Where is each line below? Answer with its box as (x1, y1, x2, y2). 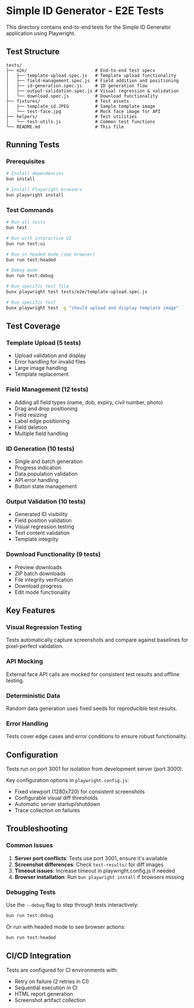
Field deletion (14, 423, 48, 430)
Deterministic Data (6, 691, 60, 700)
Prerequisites (6, 157, 45, 165)
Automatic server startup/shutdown (14, 800, 101, 807)
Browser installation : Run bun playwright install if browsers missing (14, 873, 184, 880)
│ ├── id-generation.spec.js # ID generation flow (6, 83, 148, 89)
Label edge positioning (14, 418, 70, 425)
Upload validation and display (14, 352, 86, 359)
